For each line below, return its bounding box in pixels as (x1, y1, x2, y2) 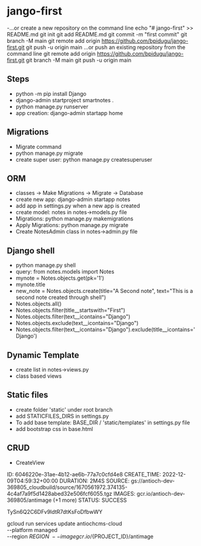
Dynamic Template (7, 350, 79, 360)
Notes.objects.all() (15, 300, 62, 308)
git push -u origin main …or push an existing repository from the (25, 44, 186, 51)
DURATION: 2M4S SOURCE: (59, 477, 130, 484)
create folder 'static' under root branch (15, 406, 113, 413)
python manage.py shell (15, 261, 76, 269)
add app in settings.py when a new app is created (15, 202, 140, 209)
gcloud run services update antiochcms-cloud (7, 519, 123, 527)
